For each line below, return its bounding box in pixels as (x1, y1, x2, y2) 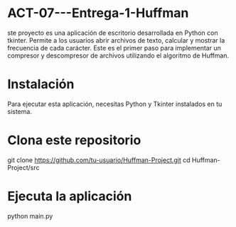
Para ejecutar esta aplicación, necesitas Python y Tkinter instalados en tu (7, 100, 222, 108)
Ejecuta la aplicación (7, 189, 132, 204)
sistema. (7, 107, 32, 115)
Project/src (7, 163, 40, 171)
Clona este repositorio (7, 132, 141, 149)
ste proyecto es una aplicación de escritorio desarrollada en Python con (7, 28, 218, 37)
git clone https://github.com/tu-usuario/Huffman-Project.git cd (7, 155, 191, 164)
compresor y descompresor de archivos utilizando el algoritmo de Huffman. (7, 51, 230, 60)
